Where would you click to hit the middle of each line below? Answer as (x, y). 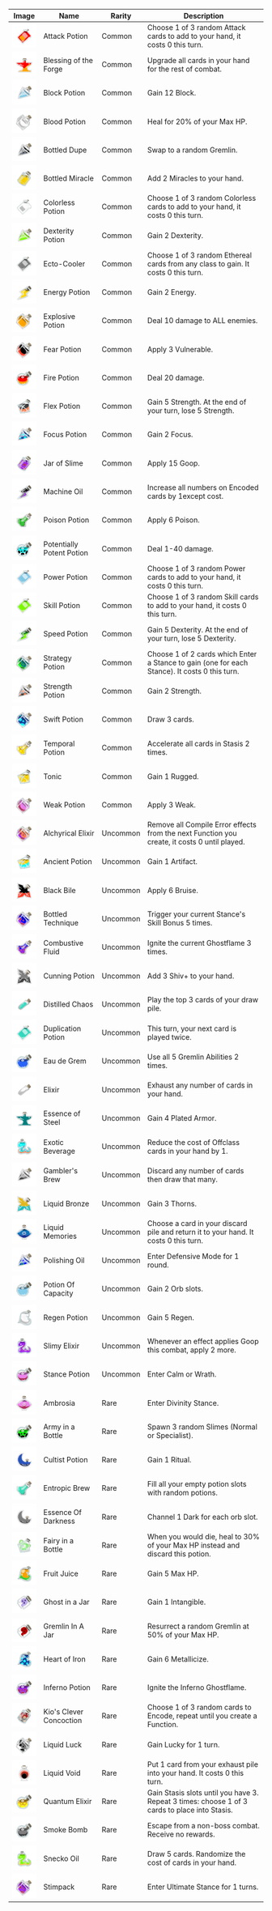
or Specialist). (170, 1436)
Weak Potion (64, 804)
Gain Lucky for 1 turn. (183, 1744)
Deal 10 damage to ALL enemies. (202, 321)
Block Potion (64, 93)
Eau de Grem (65, 1061)
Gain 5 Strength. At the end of (197, 402)
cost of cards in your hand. (192, 1862)
